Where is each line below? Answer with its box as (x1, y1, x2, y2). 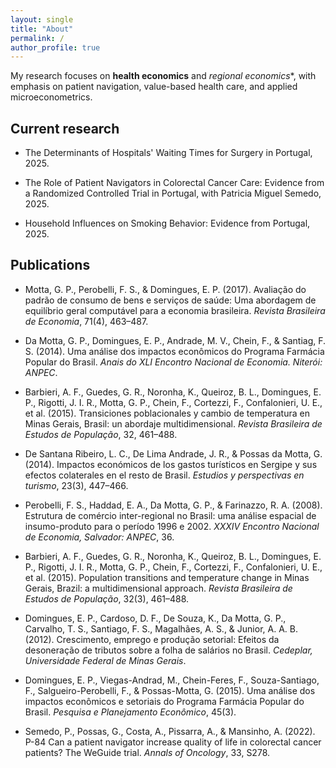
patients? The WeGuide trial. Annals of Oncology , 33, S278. (24, 746, 271, 758)
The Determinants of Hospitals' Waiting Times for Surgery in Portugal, (24, 147, 313, 159)
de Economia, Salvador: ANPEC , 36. (24, 531, 175, 543)
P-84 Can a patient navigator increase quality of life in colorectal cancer (24, 736, 322, 748)
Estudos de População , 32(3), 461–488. (24, 592, 190, 605)
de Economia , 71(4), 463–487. (24, 315, 149, 327)
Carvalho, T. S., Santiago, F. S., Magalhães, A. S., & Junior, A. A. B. (24, 622, 298, 635)
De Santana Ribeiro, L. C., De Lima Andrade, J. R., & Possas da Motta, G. (24, 447, 323, 460)
